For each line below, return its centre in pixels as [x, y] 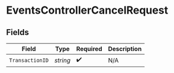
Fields [18, 32]
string [62, 60]
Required [89, 49]
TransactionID [29, 60]
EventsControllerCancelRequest [87, 10]
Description [125, 49]
